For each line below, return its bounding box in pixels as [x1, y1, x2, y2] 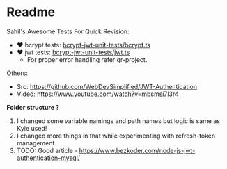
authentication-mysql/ [16, 154, 81, 162]
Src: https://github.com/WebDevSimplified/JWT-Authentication [16, 82, 198, 90]
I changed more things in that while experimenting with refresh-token [16, 131, 216, 140]
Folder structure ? [6, 103, 60, 111]
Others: [6, 69, 29, 77]
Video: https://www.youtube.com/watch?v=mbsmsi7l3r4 [16, 90, 179, 98]
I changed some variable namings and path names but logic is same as [16, 116, 221, 125]
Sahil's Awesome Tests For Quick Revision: [6, 27, 130, 35]
